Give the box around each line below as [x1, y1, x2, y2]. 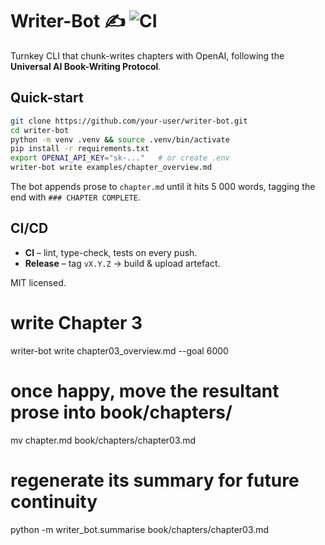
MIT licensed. [10, 276, 67, 288]
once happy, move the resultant [10, 379, 280, 402]
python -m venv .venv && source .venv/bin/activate [10, 134, 230, 145]
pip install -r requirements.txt [10, 144, 150, 154]
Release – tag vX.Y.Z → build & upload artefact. [24, 257, 221, 269]
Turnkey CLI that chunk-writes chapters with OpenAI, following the [10, 49, 285, 62]
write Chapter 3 [10, 312, 143, 334]
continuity [10, 490, 98, 513]
